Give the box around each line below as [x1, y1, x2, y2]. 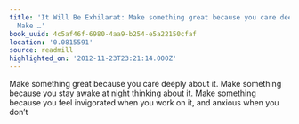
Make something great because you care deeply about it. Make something [9, 79, 282, 89]
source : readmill [9, 46, 74, 55]
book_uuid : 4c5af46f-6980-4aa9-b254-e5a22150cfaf [9, 29, 198, 38]
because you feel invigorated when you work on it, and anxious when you [9, 97, 279, 107]
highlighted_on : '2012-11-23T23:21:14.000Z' [9, 54, 177, 63]
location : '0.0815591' [9, 37, 93, 47]
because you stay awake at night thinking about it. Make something [9, 88, 256, 98]
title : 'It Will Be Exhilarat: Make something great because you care [9, 12, 277, 22]
